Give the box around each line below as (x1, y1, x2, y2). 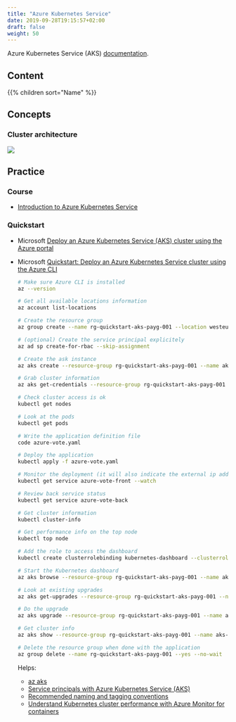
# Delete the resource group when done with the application (17, 644, 201, 651)
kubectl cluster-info (17, 516, 81, 523)
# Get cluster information (17, 509, 97, 517)
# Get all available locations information (17, 298, 147, 305)
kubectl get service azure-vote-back (17, 497, 129, 504)
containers (27, 707, 60, 715)
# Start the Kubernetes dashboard (17, 567, 119, 574)
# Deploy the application (17, 452, 93, 459)
